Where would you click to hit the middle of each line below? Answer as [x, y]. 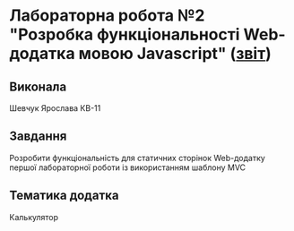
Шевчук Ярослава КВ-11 [55, 108]
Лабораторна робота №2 [107, 16]
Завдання [38, 137]
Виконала [38, 86]
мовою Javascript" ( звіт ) [175, 54]
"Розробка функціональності [125, 34]
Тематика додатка [64, 196]
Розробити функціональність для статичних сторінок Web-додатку [138, 158]
